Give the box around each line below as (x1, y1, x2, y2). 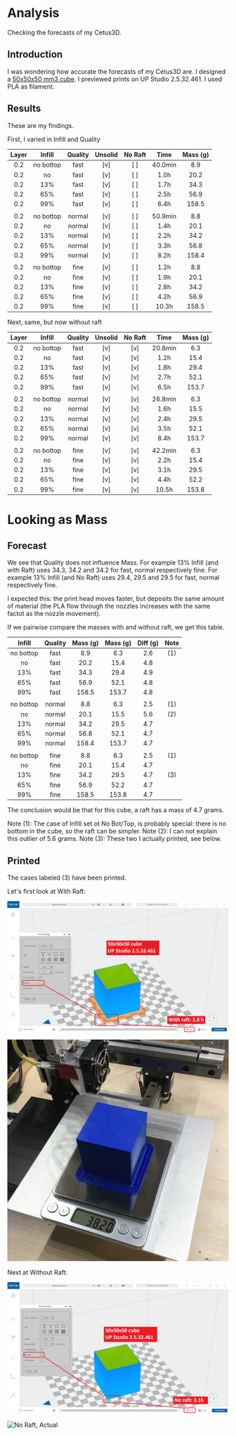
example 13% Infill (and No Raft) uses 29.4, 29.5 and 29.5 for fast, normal (7, 573, 220, 582)
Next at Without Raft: (7, 1268, 68, 1276)
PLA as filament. (7, 82, 55, 91)
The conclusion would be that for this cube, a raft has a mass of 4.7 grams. (7, 806, 225, 814)
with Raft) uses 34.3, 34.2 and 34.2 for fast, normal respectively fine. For (7, 566, 218, 575)
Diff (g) (137, 639, 159, 647)
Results (7, 103, 41, 115)
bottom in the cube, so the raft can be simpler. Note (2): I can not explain (7, 827, 218, 835)
